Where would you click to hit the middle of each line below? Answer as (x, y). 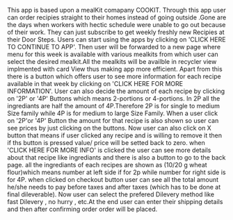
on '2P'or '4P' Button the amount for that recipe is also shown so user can (113, 120)
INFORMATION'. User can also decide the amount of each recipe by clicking (116, 91)
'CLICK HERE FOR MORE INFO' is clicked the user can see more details (109, 150)
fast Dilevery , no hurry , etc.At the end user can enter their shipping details (115, 202)
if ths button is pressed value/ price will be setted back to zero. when (106, 143)
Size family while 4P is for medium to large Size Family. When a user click (112, 113)
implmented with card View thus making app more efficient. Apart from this (115, 69)
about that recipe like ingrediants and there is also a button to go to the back (116, 158)
